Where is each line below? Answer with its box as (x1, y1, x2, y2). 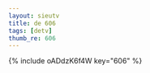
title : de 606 (8, 19, 57, 27)
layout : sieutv (8, 11, 60, 20)
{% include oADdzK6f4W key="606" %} (8, 56, 143, 66)
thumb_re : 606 (8, 34, 57, 43)
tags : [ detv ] (8, 26, 53, 34)
